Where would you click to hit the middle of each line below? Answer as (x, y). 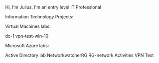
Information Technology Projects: (39, 17)
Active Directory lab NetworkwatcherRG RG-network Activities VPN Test (79, 55)
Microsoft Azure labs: (27, 46)
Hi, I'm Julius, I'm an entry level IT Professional (53, 7)
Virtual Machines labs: (28, 26)
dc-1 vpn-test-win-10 (27, 36)
